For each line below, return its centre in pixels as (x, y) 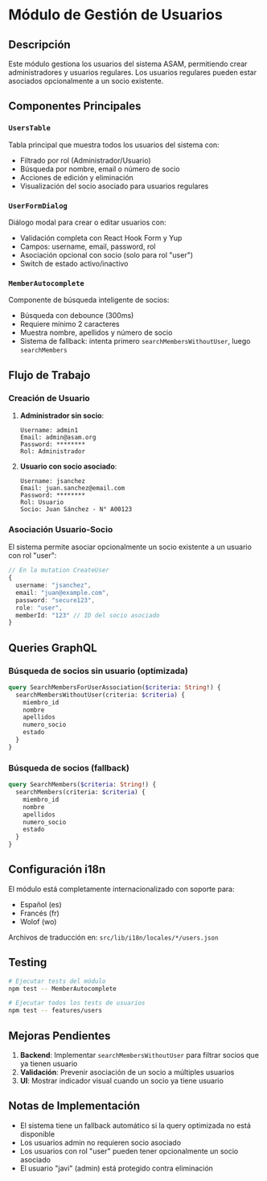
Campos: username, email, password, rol (88, 246)
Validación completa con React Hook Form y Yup (101, 237)
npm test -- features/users (55, 1011)
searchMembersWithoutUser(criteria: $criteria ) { (100, 695)
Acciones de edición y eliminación (77, 177)
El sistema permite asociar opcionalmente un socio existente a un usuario (130, 547)
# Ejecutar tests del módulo (57, 981)
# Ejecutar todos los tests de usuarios (77, 1003)
